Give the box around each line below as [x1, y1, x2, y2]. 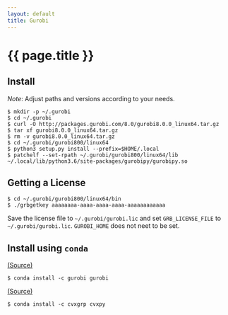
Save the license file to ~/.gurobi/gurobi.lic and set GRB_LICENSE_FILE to [7, 214, 222, 223]
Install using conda [7, 242, 88, 254]
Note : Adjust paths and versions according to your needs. [7, 94, 175, 103]
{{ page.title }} [7, 47, 95, 64]
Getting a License [7, 176, 86, 188]
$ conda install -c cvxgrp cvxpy [7, 301, 106, 308]
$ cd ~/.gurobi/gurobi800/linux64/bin [7, 195, 121, 202]
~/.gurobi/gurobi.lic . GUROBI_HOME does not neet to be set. [7, 222, 180, 230]
